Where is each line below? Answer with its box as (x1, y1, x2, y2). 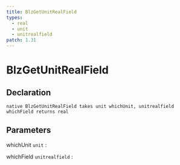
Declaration (6, 87, 51, 98)
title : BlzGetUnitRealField (6, 8, 77, 15)
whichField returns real (6, 109, 69, 115)
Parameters (6, 125, 51, 135)
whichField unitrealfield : (6, 153, 74, 160)
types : (6, 15, 23, 21)
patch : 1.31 (6, 37, 36, 43)
